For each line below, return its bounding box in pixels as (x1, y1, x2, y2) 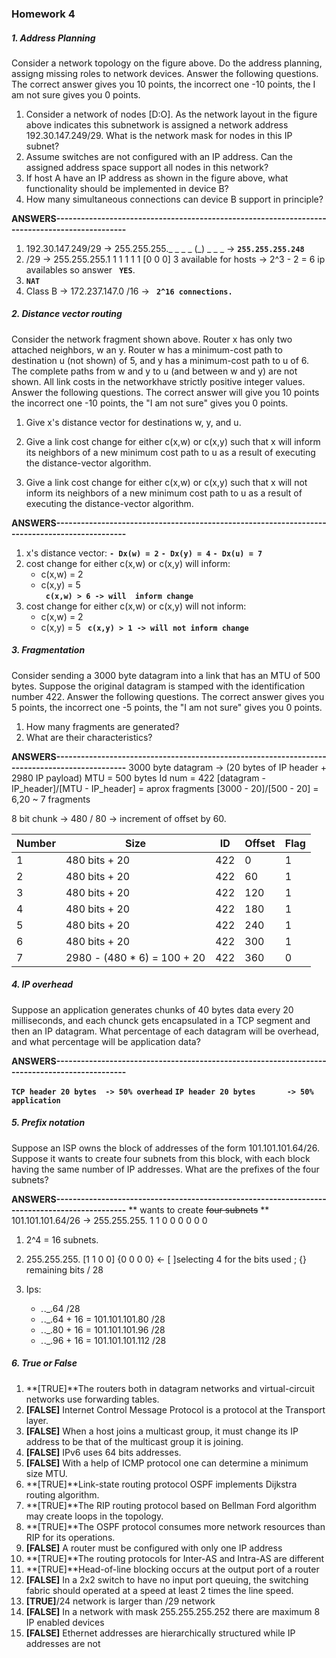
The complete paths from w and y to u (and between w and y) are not (11, 365, 298, 377)
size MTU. (25, 1467, 68, 1479)
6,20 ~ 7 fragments (11, 793, 91, 805)
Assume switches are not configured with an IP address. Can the (25, 150, 293, 162)
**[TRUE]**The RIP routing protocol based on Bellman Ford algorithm (25, 1499, 318, 1511)
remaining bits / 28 (25, 1263, 104, 1276)
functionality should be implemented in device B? (25, 182, 229, 194)
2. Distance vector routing (11, 308, 123, 320)
